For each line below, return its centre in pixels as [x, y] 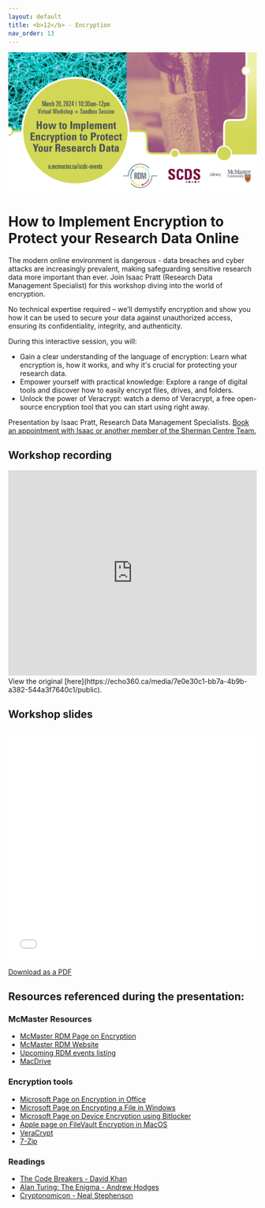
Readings [27, 1161]
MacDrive [35, 1061]
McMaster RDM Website [59, 1045]
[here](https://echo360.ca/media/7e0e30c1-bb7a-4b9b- [156, 681]
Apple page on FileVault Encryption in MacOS [93, 1124]
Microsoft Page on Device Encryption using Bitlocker [105, 1116]
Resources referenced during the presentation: [126, 997]
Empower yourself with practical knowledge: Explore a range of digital [134, 382]
